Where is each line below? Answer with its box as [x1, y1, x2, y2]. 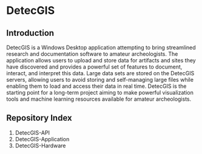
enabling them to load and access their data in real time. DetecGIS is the [6, 82, 187, 90]
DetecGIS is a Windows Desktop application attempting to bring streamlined [6, 44, 196, 51]
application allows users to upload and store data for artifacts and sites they [6, 57, 196, 64]
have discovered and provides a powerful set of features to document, [6, 63, 183, 70]
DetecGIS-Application [15, 135, 70, 142]
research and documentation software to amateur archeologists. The [6, 50, 178, 58]
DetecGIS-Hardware [15, 142, 66, 149]
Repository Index [6, 113, 72, 123]
